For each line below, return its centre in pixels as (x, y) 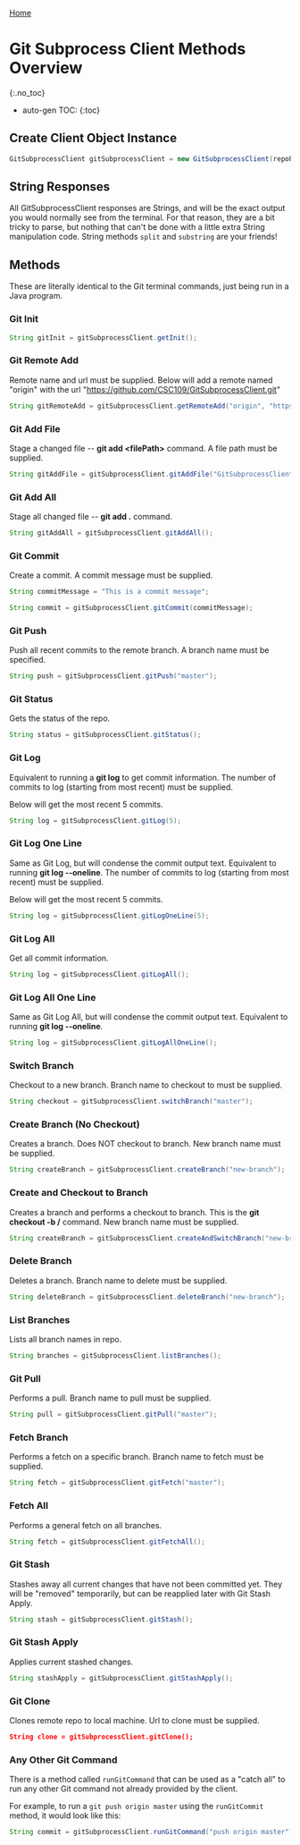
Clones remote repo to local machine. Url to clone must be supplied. (135, 1721)
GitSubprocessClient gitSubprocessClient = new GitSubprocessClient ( (142, 159)
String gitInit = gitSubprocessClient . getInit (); (104, 338)
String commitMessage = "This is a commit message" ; (109, 592)
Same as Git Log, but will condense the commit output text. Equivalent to (143, 863)
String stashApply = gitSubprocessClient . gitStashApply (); (121, 1678)
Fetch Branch (39, 1437)
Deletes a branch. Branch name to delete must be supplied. (118, 1280)
